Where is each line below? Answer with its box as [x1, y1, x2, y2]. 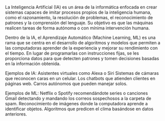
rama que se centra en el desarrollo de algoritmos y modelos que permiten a [5, 40, 161, 46]
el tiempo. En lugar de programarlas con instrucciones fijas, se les [5, 50, 139, 56]
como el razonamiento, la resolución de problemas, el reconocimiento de [5, 15, 153, 20]
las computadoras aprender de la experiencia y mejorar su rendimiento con [5, 45, 158, 51]
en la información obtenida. [5, 61, 61, 66]
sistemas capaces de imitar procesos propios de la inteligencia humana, [5, 9, 152, 15]
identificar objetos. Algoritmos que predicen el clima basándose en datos [5, 106, 154, 112]
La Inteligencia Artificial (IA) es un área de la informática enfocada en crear [5, 4, 158, 10]
